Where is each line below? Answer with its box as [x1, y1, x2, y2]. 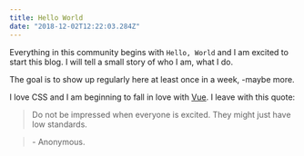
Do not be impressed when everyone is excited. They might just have [31, 109, 291, 120]
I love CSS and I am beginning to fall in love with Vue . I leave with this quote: [9, 92, 296, 102]
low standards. [31, 119, 88, 130]
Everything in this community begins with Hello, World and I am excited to [9, 46, 289, 57]
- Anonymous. [31, 136, 86, 147]
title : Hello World [9, 13, 84, 23]
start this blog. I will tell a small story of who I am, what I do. [9, 56, 234, 67]
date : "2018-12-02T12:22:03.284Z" [9, 22, 141, 31]
